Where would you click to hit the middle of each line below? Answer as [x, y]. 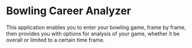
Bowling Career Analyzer [69, 11]
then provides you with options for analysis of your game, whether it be [93, 33]
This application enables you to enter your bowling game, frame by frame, [96, 27]
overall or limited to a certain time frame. [56, 40]
